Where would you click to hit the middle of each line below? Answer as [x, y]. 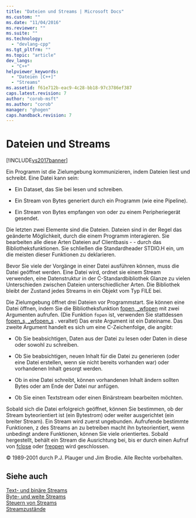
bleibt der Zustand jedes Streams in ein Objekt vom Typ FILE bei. [84, 291]
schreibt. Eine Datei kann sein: [42, 178]
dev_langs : [19, 60]
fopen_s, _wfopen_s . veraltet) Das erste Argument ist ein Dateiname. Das [94, 321]
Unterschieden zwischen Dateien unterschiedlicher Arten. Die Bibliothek [93, 285]
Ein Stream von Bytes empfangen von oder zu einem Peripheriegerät [97, 212]
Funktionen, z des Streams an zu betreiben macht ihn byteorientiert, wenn [95, 428]
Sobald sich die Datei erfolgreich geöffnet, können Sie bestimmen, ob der [94, 409]
